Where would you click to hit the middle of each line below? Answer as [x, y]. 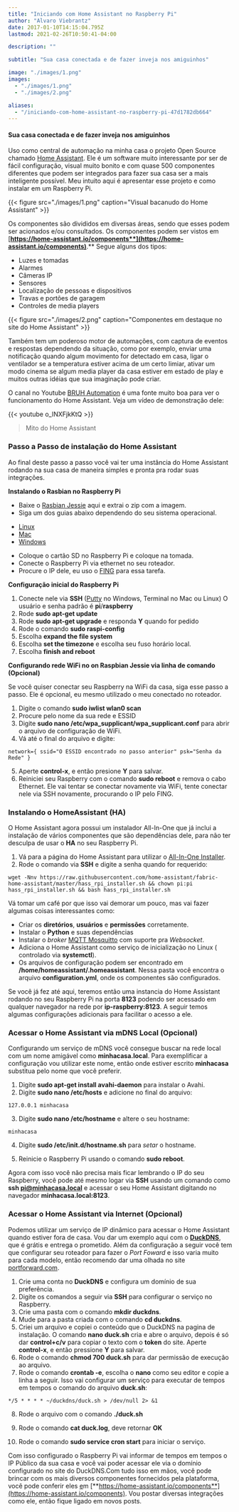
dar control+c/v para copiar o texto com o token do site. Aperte [112, 1342]
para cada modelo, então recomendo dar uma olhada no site [97, 1260]
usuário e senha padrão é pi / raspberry [76, 606]
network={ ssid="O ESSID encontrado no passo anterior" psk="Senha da [115, 751]
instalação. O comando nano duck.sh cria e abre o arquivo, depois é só [123, 1334]
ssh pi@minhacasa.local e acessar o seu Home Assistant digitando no [112, 1188]
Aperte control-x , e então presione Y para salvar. [91, 771]
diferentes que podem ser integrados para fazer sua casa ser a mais [108, 173]
